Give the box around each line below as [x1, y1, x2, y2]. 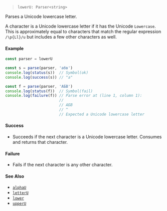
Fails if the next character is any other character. [12, 162, 113, 168]
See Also [5, 173, 24, 179]
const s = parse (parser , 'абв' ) [5, 66, 73, 71]
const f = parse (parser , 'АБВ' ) [5, 84, 73, 89]
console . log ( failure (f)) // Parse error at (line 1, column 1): [5, 93, 142, 98]
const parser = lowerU [5, 57, 53, 62]
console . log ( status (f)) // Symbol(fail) [5, 88, 93, 94]
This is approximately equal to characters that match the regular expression [5, 29, 161, 35]
